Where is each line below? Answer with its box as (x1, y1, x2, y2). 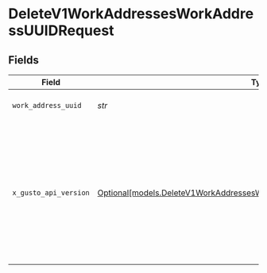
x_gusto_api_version (12, 188, 90, 197)
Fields (8, 53, 40, 67)
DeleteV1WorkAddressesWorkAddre (8, 5, 254, 23)
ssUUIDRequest (8, 21, 114, 40)
